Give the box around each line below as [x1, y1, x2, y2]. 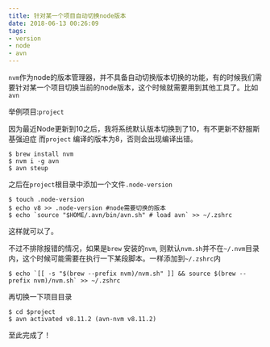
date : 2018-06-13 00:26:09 [8, 19, 99, 27]
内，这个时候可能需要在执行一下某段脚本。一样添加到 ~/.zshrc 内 [8, 253, 222, 263]
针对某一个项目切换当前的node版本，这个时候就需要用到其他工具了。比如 [15, 82, 259, 92]
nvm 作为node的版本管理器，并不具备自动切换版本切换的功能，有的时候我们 [8, 73, 255, 82]
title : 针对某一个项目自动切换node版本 [8, 11, 127, 20]
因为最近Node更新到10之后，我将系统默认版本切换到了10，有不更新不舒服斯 [8, 124, 260, 133]
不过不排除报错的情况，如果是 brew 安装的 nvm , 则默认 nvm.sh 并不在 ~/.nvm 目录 [8, 244, 260, 253]
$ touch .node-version [8, 195, 85, 203]
